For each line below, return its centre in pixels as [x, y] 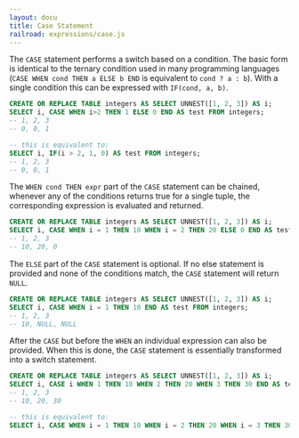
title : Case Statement [51, 26]
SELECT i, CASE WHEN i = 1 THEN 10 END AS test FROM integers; [129, 307]
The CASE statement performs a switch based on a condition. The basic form [149, 60]
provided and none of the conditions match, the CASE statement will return [144, 273]
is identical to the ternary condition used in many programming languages [145, 69]
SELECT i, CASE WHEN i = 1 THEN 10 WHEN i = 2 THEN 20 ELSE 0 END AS [141, 231]
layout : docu [33, 17]
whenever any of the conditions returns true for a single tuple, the [130, 196]
